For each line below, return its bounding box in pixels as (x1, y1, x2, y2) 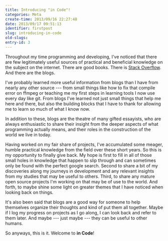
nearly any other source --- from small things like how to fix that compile (5, 85, 155, 91)
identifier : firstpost (5, 26, 53, 31)
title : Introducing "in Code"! (5, 7, 71, 13)
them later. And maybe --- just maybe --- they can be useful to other (5, 215, 147, 221)
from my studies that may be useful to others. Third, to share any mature (5, 173, 155, 179)
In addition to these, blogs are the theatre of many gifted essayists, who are (5, 116, 161, 122)
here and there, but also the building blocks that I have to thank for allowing (5, 101, 161, 107)
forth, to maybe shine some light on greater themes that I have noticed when (5, 184, 163, 190)
